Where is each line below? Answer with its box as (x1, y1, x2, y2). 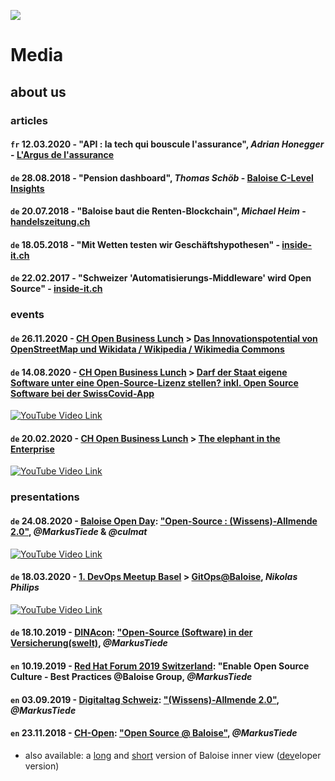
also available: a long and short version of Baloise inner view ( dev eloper (24, 749, 322, 761)
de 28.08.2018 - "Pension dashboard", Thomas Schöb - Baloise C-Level (10, 171, 314, 184)
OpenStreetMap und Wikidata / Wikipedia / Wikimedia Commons (10, 343, 285, 355)
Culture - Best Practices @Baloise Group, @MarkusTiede (10, 670, 253, 682)
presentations (10, 490, 80, 504)
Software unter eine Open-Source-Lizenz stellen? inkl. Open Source (10, 376, 299, 389)
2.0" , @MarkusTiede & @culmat (10, 525, 148, 537)
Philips (10, 581, 40, 594)
